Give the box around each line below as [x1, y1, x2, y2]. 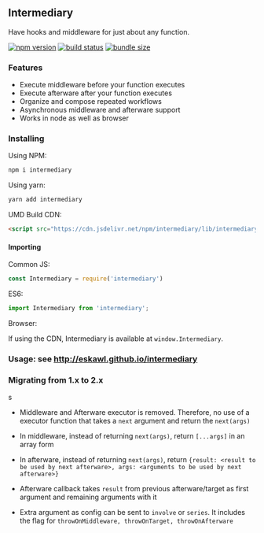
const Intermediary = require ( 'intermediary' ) [8, 275, 163, 283]
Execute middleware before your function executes [19, 80, 185, 90]
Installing [8, 133, 45, 144]
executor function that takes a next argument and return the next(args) [19, 416, 251, 426]
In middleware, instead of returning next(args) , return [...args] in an [19, 431, 245, 441]
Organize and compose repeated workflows [19, 97, 163, 106]
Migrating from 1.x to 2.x [8, 374, 104, 385]
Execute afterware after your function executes [19, 88, 173, 98]
